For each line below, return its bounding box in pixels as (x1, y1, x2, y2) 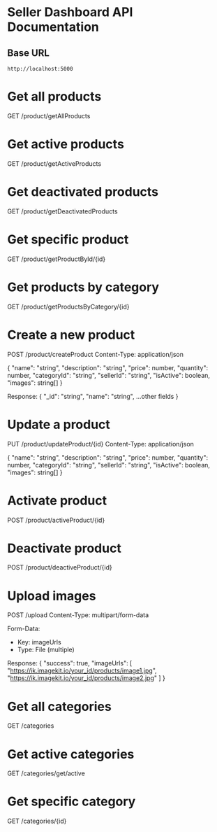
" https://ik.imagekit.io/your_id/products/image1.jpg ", (7, 666, 157, 675)
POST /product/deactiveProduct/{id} (7, 563, 113, 572)
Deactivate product (7, 540, 122, 556)
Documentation (7, 19, 100, 35)
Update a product (7, 416, 110, 432)
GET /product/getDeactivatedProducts (7, 207, 118, 216)
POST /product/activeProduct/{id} (7, 516, 105, 524)
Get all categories (7, 698, 112, 714)
